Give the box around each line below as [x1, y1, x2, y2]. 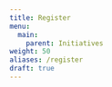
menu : [9, 22, 30, 31]
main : [17, 30, 39, 39]
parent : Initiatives [25, 38, 104, 48]
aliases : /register [9, 55, 84, 64]
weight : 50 [9, 47, 51, 56]
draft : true [9, 64, 55, 73]
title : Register [9, 13, 71, 23]
